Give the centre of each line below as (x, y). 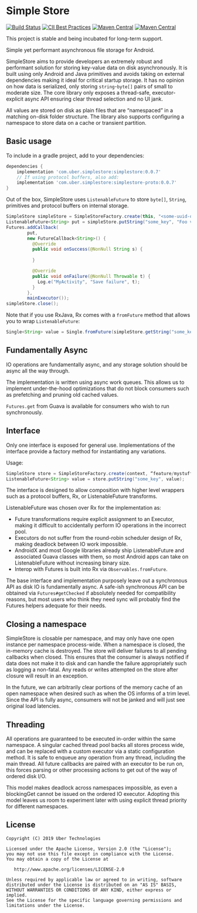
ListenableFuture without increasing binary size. (72, 563)
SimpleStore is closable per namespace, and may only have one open (90, 638)
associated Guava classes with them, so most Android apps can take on (101, 557)
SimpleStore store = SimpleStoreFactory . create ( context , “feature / (90, 473)
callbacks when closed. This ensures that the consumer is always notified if (97, 657)
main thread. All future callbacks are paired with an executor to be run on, (95, 764)
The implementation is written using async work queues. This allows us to (95, 382)
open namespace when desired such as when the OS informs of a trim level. (98, 693)
